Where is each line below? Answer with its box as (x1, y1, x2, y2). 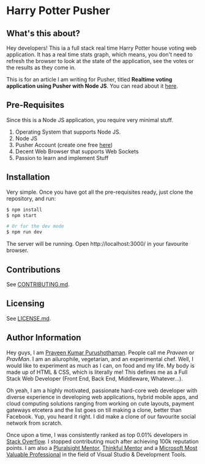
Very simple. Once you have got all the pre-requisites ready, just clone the (6, 188, 193, 196)
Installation (6, 172, 50, 183)
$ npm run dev (6, 229, 43, 235)
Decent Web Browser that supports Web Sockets (15, 148, 139, 155)
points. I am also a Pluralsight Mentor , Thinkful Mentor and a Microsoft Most (6, 444, 198, 451)
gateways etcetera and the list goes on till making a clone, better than (6, 406, 182, 414)
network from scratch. (6, 419, 63, 427)
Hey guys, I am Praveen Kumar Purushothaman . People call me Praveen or (6, 349, 195, 356)
